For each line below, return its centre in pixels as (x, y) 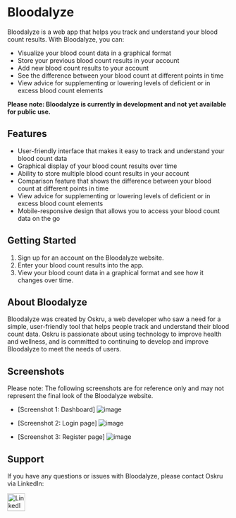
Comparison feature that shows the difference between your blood (114, 181)
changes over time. (45, 280)
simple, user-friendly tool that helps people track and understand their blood (118, 327)
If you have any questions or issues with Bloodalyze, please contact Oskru (115, 476)
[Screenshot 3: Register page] (61, 437)
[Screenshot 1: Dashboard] (56, 409)
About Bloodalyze (47, 302)
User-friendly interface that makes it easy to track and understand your (121, 151)
